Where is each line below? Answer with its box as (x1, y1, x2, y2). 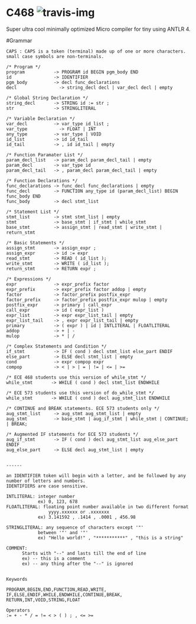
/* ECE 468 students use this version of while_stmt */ (6, 374, 146, 380)
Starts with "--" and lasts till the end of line (21, 550, 146, 556)
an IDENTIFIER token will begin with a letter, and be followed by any (6, 473, 186, 478)
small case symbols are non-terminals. (6, 53, 104, 59)
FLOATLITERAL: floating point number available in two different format (6, 503, 189, 510)
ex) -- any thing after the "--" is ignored (21, 561, 133, 567)
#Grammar (6, 37, 32, 44)
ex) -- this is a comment (21, 555, 86, 561)
